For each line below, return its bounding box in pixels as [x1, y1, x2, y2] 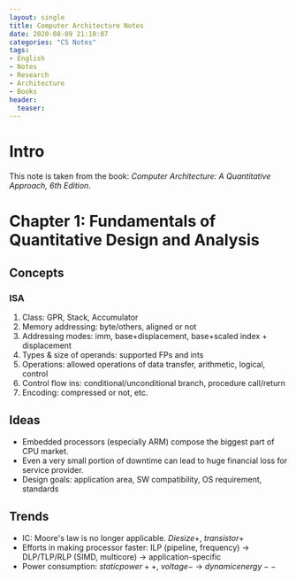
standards [21, 483, 59, 494]
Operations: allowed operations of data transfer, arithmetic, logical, [21, 360, 266, 370]
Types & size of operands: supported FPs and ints [21, 350, 204, 360]
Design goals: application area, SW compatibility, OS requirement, [21, 474, 262, 484]
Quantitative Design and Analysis [9, 230, 260, 251]
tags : [9, 46, 29, 55]
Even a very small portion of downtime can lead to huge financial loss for [21, 455, 288, 466]
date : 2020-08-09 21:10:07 [9, 29, 109, 38]
